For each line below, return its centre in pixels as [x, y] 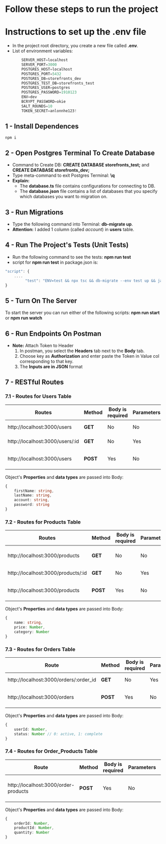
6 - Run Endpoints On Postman [53, 334]
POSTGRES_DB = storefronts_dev [51, 78]
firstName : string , [34, 491]
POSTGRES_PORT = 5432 [41, 74]
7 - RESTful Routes [35, 382]
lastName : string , [33, 495]
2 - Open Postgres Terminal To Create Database [80, 153]
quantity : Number [32, 833]
